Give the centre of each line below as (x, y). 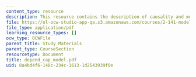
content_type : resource (35, 11)
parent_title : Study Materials (44, 44)
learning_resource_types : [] (41, 33)
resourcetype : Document (35, 54)
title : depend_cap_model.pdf (41, 60)
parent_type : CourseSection (40, 49)
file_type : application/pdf (40, 27)
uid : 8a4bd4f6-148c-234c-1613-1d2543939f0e (60, 65)
